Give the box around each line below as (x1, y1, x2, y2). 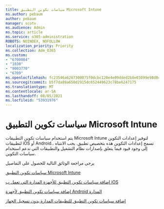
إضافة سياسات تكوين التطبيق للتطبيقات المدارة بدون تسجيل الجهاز (5, 198, 126, 204)
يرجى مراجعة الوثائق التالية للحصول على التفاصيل (5, 160, 94, 166)
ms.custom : (5, 52, 28, 58)
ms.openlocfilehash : (5, 75, 48, 80)
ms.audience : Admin (5, 25, 45, 30)
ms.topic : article (5, 30, 43, 35)
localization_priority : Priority (5, 43, 73, 48)
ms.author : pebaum (5, 12, 43, 17)
